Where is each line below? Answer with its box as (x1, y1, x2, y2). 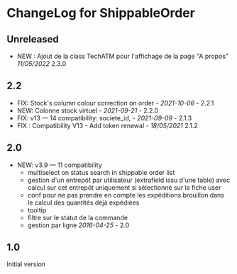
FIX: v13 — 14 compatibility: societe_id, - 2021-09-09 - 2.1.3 (16, 113, 192, 122)
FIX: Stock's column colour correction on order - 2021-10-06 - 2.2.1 (16, 98, 214, 107)
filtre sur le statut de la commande (27, 213, 128, 222)
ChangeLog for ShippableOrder (6, 5, 196, 21)
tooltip (27, 205, 47, 214)
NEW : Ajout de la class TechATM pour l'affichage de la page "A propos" (16, 52, 228, 60)
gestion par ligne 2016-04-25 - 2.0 (27, 221, 130, 229)
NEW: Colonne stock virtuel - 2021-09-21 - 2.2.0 (16, 106, 159, 115)
